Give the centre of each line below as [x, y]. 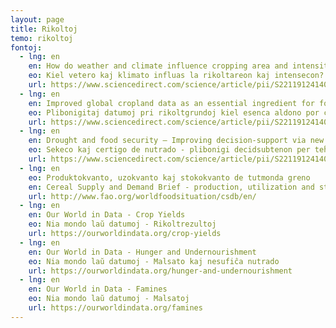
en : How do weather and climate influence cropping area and [158, 66]
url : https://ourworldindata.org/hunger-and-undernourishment [160, 271]
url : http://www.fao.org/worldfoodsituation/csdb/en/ [142, 196]
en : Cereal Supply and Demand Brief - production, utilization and [171, 187]
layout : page [37, 19]
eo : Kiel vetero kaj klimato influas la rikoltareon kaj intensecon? [176, 76]
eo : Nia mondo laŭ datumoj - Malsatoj [109, 299]
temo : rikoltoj [42, 38]
